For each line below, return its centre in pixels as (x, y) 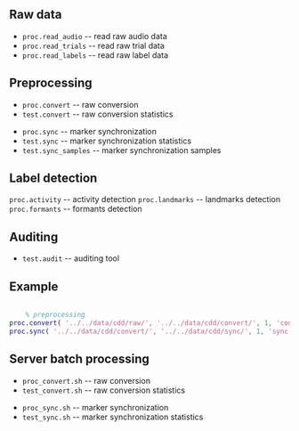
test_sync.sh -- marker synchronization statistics (113, 417)
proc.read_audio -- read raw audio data (94, 36)
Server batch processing (79, 359)
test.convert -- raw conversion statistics (97, 114)
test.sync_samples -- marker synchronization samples (121, 150)
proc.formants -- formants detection (76, 209)
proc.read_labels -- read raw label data (95, 55)
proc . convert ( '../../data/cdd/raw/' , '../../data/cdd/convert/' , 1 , (141, 323)
